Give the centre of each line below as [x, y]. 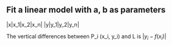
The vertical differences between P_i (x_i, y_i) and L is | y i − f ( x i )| [86, 37]
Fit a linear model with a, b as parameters [86, 10]
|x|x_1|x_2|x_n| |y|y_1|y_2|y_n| [43, 24]
